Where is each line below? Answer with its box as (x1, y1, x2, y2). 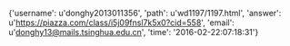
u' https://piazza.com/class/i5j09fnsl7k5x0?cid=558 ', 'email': (8, 17, 235, 28)
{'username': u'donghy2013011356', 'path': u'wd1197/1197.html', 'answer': (8, 8, 282, 18)
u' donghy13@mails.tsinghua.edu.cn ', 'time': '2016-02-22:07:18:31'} (8, 27, 259, 37)
